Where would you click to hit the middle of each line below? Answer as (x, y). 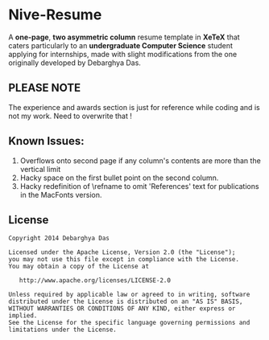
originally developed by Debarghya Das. (74, 63)
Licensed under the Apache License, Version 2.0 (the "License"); (122, 252)
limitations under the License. (62, 330)
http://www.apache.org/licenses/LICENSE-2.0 (95, 281)
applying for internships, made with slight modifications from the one (123, 54)
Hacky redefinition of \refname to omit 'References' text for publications (139, 186)
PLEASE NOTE (45, 88)
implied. (23, 316)
